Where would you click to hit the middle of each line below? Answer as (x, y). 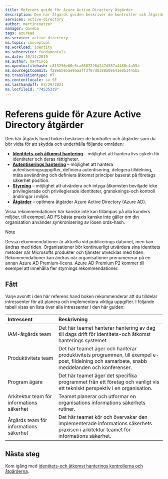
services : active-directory (34, 19)
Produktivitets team (30, 358)
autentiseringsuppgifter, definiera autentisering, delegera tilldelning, (82, 170)
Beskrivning (73, 320)
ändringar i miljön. (31, 197)
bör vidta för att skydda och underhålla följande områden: (64, 144)
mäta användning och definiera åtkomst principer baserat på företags (84, 175)
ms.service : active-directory (37, 38)
